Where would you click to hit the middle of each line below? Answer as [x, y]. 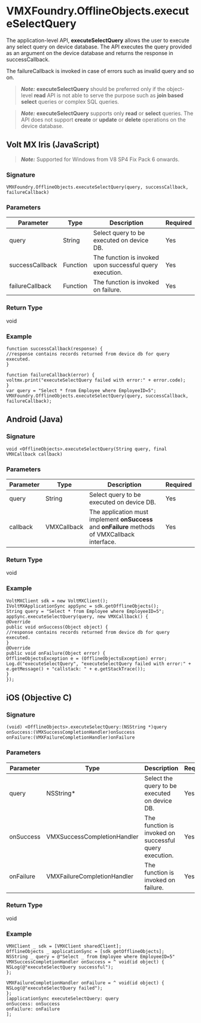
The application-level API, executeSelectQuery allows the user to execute [98, 40]
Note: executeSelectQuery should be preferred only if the [93, 89]
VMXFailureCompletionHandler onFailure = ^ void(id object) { [85, 983]
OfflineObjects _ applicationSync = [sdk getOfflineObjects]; [85, 952]
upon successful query [126, 265]
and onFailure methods [122, 527]
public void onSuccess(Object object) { [57, 627]
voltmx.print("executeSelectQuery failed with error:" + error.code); [96, 380]
